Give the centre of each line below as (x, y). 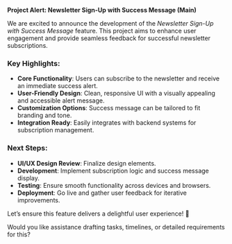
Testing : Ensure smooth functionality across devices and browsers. (114, 185)
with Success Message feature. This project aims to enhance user (102, 31)
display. (28, 178)
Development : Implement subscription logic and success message (113, 171)
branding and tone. (44, 115)
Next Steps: (27, 148)
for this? (19, 234)
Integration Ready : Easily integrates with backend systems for (107, 123)
